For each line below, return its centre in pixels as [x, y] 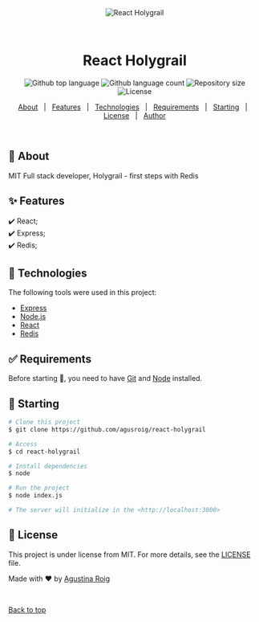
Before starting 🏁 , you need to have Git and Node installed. [105, 379]
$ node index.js [35, 496]
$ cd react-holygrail [45, 452]
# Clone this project [45, 422]
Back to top [27, 609]
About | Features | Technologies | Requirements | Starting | [133, 107]
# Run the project [39, 488]
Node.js [33, 317]
